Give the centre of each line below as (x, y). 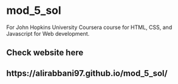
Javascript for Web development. (48, 33)
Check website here (45, 53)
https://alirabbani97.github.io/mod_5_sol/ (87, 73)
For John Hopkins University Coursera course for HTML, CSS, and (89, 27)
